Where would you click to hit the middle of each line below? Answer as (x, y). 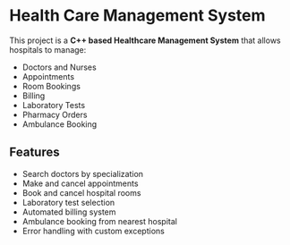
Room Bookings (51, 86)
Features (34, 152)
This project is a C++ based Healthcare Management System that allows (145, 40)
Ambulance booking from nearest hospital (99, 221)
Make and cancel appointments (80, 183)
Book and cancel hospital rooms (81, 192)
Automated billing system (69, 212)
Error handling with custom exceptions (94, 231)
